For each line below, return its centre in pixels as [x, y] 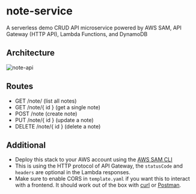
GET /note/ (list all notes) [46, 101]
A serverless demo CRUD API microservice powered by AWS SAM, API [94, 28]
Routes [20, 86]
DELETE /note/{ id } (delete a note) [58, 126]
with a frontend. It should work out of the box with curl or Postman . [98, 185]
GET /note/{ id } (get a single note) [58, 107]
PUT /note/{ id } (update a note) [54, 120]
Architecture [31, 53]
